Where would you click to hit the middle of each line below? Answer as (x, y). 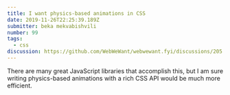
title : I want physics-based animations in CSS (77, 13)
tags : (15, 39)
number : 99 (23, 32)
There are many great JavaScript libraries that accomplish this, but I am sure (115, 71)
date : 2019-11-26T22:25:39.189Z (53, 20)
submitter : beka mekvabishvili (52, 26)
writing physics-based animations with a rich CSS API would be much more (114, 78)
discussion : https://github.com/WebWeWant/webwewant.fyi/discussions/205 (115, 52)
